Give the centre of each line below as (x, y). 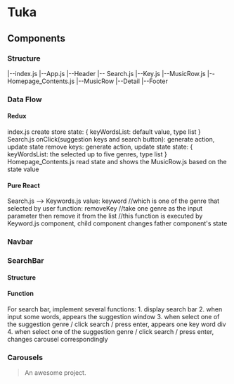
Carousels (25, 357)
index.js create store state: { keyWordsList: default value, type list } (104, 132)
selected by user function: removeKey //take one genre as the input (105, 209)
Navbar (20, 242)
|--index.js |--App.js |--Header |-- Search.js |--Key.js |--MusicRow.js (106, 73)
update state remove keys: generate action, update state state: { (100, 147)
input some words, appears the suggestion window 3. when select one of (113, 316)
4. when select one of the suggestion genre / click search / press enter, (111, 331)
